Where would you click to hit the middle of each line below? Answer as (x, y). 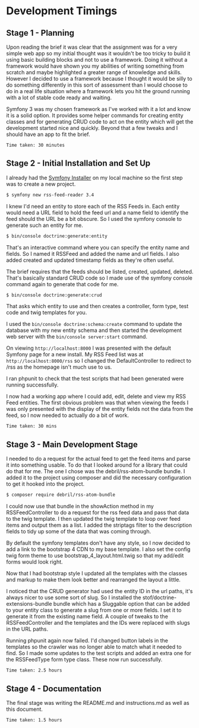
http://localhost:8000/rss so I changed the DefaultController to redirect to (99, 361)
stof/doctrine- (159, 597)
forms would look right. (35, 562)
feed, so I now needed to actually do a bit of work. (68, 415)
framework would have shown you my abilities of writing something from (95, 66)
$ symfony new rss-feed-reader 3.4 (50, 195)
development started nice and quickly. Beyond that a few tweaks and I (92, 128)
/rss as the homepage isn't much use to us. (59, 367)
